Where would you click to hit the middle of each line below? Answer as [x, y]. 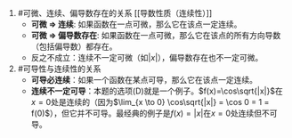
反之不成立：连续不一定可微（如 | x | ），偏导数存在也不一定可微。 [147, 57]
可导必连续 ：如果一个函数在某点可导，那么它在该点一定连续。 [144, 80]
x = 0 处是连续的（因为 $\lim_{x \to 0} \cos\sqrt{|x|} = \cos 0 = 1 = [150, 102]
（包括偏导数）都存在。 [74, 46]
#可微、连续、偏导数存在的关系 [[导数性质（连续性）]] [115, 13]
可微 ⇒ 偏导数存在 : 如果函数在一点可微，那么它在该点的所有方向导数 [156, 35]
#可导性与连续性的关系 [59, 69]
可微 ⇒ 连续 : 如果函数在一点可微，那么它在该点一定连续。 [136, 24]
